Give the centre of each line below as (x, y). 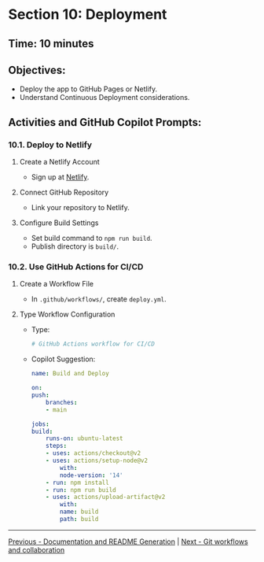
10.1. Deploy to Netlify (50, 145)
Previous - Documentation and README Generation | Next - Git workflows (128, 542)
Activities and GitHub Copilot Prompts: (105, 122)
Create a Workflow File (57, 284)
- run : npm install (78, 483)
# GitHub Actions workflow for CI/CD (93, 344)
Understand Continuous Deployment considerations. (104, 98)
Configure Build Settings (59, 223)
